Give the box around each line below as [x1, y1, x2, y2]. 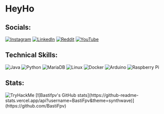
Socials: [5, 23, 31, 32]
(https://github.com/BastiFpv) [5, 102, 66, 108]
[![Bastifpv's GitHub [35, 92, 76, 98]
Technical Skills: [5, 51, 58, 59]
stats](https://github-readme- [77, 92, 139, 98]
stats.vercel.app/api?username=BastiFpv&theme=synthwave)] [5, 97, 134, 103]
